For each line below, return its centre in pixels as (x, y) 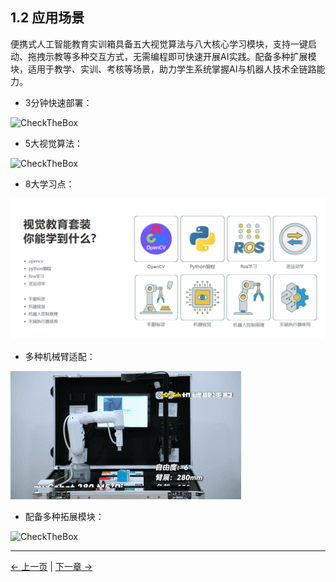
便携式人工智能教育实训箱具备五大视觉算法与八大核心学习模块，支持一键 (159, 44)
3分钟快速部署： (58, 102)
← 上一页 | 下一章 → (51, 567)
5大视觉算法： (54, 143)
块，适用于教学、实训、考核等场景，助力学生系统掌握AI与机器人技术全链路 (163, 69)
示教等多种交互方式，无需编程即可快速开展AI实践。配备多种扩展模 (180, 56)
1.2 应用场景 (47, 18)
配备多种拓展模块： (64, 517)
